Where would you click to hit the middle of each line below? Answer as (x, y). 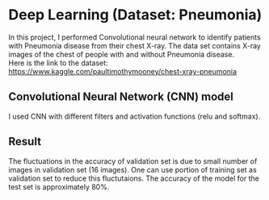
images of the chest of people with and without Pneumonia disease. (122, 54)
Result (25, 142)
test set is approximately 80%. (59, 186)
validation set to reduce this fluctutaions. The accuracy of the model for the (134, 178)
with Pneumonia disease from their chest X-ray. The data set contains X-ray (134, 45)
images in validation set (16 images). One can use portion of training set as (132, 169)
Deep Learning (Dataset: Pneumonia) (135, 15)
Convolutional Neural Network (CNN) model (121, 97)
